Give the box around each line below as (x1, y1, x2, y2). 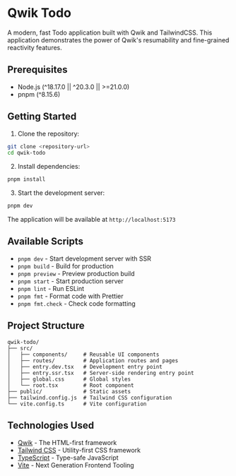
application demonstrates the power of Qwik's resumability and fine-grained (7, 35, 230, 44)
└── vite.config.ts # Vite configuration (7, 400, 147, 407)
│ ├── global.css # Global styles (7, 376, 131, 383)
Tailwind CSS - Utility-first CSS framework (17, 446, 141, 454)
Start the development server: (17, 189, 105, 197)
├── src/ (7, 345, 33, 352)
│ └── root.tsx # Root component (7, 381, 134, 389)
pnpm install (7, 176, 46, 183)
